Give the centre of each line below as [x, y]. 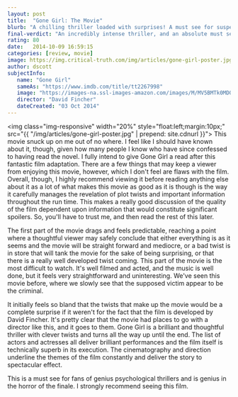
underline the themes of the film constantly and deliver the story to [105, 357]
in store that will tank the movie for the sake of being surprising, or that [111, 253]
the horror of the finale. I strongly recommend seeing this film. [98, 386]
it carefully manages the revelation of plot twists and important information [116, 194]
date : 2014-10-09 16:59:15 [50, 47]
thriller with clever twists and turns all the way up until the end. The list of [114, 335]
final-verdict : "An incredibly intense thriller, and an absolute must [115, 34]
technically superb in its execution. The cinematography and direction [109, 350]
